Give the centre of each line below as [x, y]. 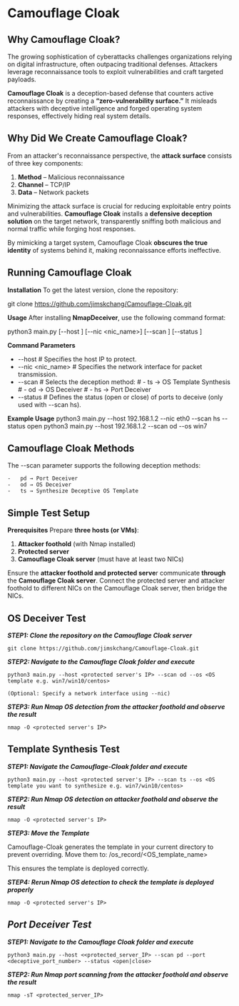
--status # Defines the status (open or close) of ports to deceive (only [120, 397]
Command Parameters [42, 345]
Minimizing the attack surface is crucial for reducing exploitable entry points [119, 206]
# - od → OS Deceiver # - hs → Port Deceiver [84, 389]
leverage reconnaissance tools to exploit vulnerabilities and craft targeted [115, 72]
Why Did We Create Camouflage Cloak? [97, 138]
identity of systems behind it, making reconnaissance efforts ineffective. [114, 250]
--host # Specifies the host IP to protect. [77, 359]
